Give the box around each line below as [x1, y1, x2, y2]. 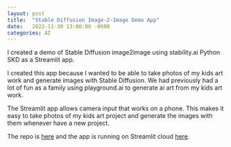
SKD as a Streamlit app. [7, 56, 75, 64]
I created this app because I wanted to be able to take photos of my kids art [7, 69, 223, 77]
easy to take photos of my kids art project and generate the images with [7, 112, 213, 120]
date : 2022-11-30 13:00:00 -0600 [7, 23, 110, 30]
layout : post [7, 10, 45, 17]
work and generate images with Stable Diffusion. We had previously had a [7, 77, 219, 85]
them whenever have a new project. [7, 119, 110, 128]
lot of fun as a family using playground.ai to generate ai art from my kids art [7, 84, 223, 92]
